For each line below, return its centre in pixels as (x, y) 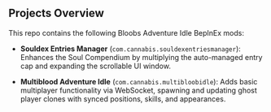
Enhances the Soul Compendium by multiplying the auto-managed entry (141, 57)
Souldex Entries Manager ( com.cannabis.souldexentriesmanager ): (131, 49)
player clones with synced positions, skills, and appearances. (123, 99)
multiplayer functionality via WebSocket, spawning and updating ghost (139, 90)
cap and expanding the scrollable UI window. (95, 66)
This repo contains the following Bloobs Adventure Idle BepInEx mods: (126, 32)
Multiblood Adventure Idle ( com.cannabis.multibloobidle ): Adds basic (139, 81)
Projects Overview (56, 13)
